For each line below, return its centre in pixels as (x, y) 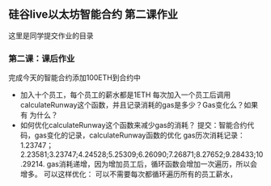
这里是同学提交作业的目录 (51, 36)
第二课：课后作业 (42, 58)
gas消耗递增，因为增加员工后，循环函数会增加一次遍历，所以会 (152, 164)
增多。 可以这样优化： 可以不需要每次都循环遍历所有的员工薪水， (128, 174)
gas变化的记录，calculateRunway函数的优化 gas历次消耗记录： (140, 135)
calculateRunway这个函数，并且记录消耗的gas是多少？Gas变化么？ (132, 105)
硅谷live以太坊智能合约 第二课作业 (93, 15)
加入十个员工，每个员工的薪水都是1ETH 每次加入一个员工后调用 (125, 95)
